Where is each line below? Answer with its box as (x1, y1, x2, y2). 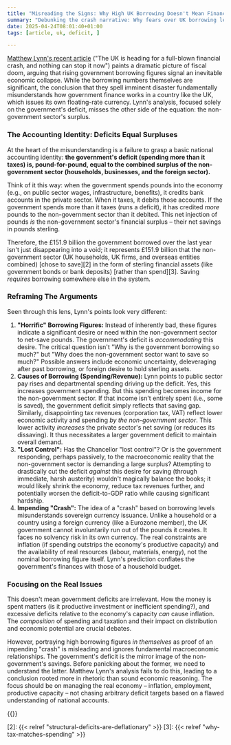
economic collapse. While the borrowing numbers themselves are (7, 76, 193, 85)
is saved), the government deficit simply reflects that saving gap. (16, 401, 201, 410)
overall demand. (16, 438, 63, 446)
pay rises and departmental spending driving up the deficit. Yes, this (16, 379, 211, 388)
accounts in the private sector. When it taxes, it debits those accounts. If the (7, 196, 223, 204)
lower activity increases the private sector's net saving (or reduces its (16, 423, 215, 431)
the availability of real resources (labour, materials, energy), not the (16, 547, 208, 556)
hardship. (16, 496, 45, 505)
